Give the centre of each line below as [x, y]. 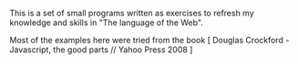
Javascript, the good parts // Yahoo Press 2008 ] [101, 50]
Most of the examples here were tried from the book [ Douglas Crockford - [149, 40]
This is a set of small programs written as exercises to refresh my [132, 13]
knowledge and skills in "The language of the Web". [106, 23]
